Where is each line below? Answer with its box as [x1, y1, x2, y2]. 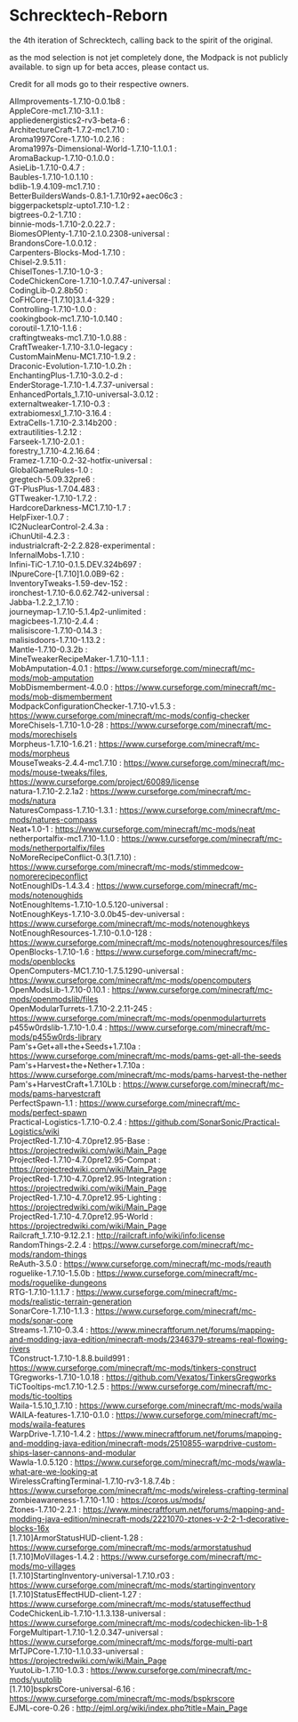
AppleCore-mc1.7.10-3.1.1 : [9, 105, 104, 116]
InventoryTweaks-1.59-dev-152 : [9, 577, 128, 588]
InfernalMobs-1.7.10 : [9, 549, 85, 560]
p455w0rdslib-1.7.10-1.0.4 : [9, 1022, 108, 1033]
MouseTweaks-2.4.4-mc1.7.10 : [9, 757, 122, 768]
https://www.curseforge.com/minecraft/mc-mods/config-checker [9, 710, 251, 720]
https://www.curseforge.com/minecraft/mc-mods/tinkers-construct [9, 1362, 257, 1372]
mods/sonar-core [9, 1315, 74, 1325]
